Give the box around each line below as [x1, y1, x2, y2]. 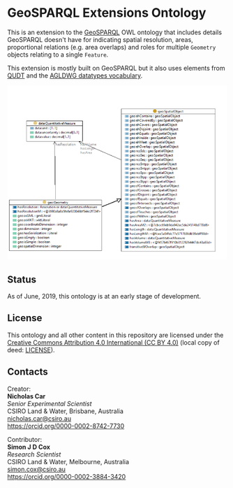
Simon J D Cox [7, 443, 51, 451]
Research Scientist [7, 450, 61, 459]
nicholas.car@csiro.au [7, 414, 72, 422]
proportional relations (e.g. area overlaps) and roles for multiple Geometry [7, 43, 216, 51]
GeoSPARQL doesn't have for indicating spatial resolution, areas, [7, 35, 193, 43]
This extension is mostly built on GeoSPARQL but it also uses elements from [7, 64, 225, 72]
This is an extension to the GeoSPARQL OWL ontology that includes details [7, 28, 222, 36]
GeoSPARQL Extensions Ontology [7, 5, 206, 21]
